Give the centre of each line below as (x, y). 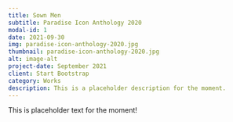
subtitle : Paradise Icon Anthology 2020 (75, 23)
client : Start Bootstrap (49, 74)
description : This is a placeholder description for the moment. (117, 88)
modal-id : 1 (27, 30)
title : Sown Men (35, 15)
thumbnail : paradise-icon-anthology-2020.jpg (84, 52)
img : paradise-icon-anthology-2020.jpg (73, 45)
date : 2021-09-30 (36, 37)
